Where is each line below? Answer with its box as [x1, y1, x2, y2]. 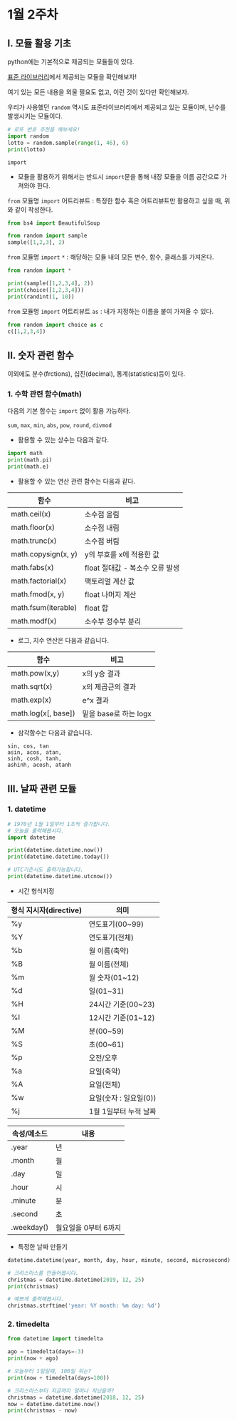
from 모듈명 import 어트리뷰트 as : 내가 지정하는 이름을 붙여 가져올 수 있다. [7, 307, 214, 315]
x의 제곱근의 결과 [82, 682, 137, 692]
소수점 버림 [84, 536, 120, 546]
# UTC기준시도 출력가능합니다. [7, 866, 84, 874]
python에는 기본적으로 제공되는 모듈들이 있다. [7, 58, 135, 66]
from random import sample [7, 233, 88, 240]
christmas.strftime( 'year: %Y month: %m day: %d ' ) [7, 1303, 161, 1310]
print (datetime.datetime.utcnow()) [7, 873, 113, 880]
